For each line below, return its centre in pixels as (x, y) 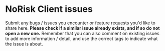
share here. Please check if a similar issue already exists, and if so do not (82, 28)
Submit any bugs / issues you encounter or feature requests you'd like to (80, 23)
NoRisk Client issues (49, 9)
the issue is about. (24, 44)
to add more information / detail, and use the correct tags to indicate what (81, 39)
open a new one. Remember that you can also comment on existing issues (82, 33)
